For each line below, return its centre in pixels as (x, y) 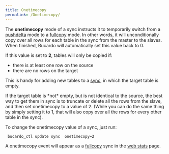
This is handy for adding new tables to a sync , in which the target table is (82, 80)
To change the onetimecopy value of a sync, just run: (61, 127)
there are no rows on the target (45, 70)
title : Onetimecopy (26, 10)
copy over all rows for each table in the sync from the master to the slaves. (83, 40)
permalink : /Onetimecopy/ (33, 15)
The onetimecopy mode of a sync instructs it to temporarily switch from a (83, 29)
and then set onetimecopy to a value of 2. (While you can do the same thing (85, 106)
